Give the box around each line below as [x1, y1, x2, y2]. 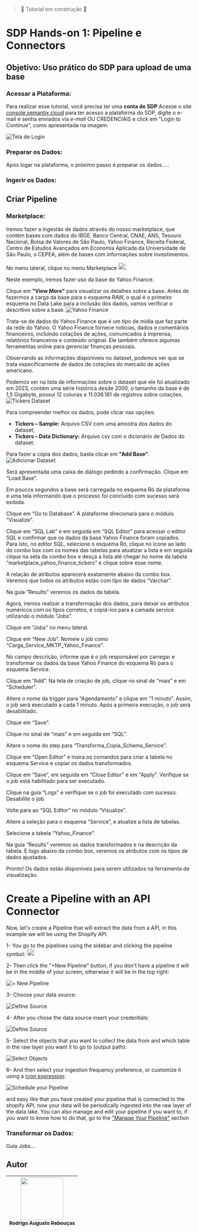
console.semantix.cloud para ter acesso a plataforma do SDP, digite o [6, 109, 176, 116]
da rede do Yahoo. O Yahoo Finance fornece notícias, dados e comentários [6, 324, 189, 331]
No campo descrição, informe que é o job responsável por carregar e [6, 653, 176, 660]
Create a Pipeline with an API [6, 892, 151, 905]
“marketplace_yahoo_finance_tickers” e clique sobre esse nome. [6, 559, 163, 566]
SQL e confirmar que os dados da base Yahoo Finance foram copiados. [6, 534, 180, 541]
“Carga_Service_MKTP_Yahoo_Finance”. [6, 641, 105, 649]
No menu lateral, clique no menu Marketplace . [6, 264, 128, 272]
